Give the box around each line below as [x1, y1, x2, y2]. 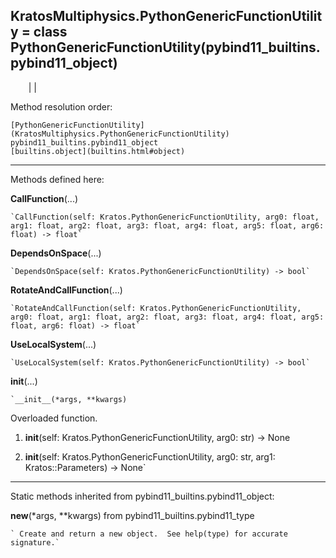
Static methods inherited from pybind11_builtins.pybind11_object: [10, 490, 275, 502]
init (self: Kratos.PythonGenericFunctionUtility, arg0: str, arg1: [24, 450, 276, 463]
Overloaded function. [10, 412, 98, 424]
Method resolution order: [10, 100, 113, 113]
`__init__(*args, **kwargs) [10, 394, 128, 404]
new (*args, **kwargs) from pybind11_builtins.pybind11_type [10, 509, 255, 521]
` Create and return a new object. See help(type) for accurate [10, 529, 288, 539]
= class [21, 24, 68, 41]
